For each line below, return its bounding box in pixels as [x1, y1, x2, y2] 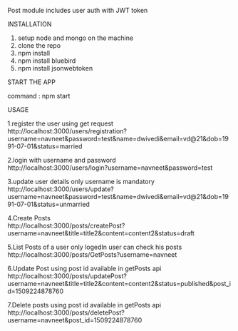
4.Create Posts [7, 214, 51, 222]
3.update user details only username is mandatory [7, 178, 155, 185]
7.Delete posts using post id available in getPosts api [7, 301, 162, 309]
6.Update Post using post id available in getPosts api [7, 264, 162, 273]
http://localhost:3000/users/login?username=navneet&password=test [7, 163, 213, 172]
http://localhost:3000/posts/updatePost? [7, 272, 127, 280]
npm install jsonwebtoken [17, 64, 93, 72]
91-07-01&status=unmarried [7, 200, 90, 208]
